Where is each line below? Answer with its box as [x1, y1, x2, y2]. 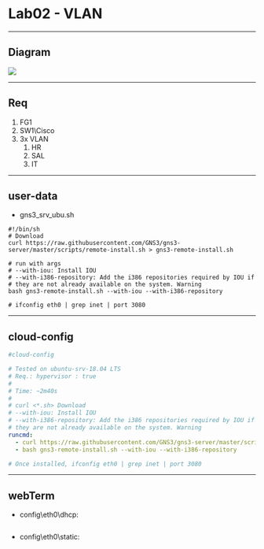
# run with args [8, 260, 61, 268]
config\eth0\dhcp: [19, 510, 79, 520]
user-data [8, 189, 58, 202]
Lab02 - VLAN [8, 5, 103, 23]
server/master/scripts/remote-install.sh [8, 246, 146, 254]
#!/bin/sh [8, 225, 41, 233]
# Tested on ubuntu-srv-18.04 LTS [8, 365, 122, 373]
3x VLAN [19, 134, 49, 143]
